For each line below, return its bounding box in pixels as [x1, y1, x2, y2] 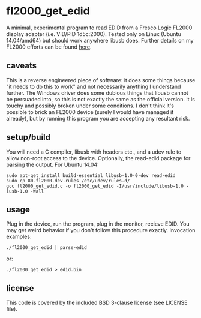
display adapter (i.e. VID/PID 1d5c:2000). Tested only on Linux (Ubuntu [6, 30, 181, 37]
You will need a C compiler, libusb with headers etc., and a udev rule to [6, 148, 182, 155]
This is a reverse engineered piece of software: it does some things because [6, 76, 196, 83]
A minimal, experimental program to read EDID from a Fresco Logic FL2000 [6, 24, 193, 31]
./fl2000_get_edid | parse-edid [6, 245, 87, 251]
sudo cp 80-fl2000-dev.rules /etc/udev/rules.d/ [6, 178, 130, 184]
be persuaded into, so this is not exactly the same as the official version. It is [6, 95, 195, 103]
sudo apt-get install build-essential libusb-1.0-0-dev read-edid [6, 172, 176, 178]
